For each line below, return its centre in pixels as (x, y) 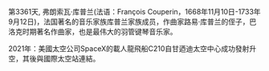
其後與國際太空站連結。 (61, 59)
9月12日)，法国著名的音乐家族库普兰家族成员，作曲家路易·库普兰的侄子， (129, 22)
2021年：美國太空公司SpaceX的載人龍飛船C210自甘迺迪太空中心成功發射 (129, 49)
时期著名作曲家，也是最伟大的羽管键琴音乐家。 (100, 32)
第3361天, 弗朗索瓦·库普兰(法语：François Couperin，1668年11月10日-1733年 (134, 12)
